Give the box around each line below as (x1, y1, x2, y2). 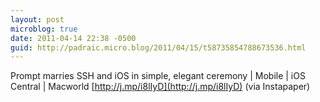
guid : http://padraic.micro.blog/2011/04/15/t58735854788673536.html (10, 42, 307, 53)
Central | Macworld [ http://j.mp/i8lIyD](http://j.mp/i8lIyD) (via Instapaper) (10, 81, 311, 93)
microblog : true (10, 24, 78, 34)
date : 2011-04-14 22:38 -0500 (10, 33, 137, 43)
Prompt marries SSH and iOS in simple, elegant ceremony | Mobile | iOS (10, 70, 306, 82)
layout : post (10, 14, 65, 25)
